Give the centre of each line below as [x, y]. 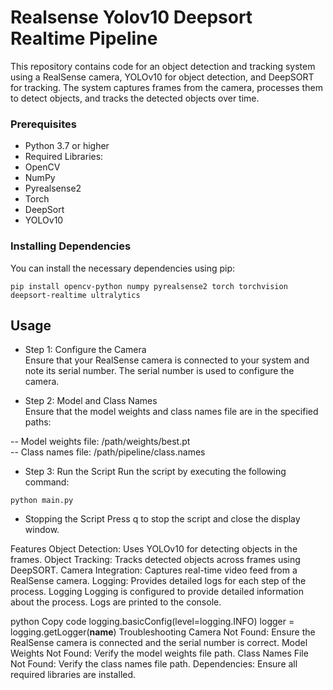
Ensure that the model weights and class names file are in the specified [171, 412]
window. [42, 530]
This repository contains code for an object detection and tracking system [163, 66]
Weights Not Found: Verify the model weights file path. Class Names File [159, 653]
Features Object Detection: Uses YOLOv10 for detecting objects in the [154, 549]
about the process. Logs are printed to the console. [116, 602]
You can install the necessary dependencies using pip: [123, 268]
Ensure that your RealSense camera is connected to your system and [167, 360]
